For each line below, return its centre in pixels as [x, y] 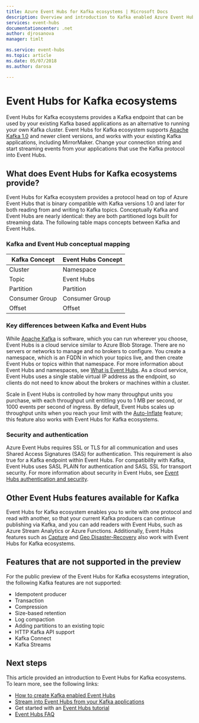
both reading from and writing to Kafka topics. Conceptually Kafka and [92, 210]
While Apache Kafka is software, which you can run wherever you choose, [97, 338]
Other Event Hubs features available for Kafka [93, 498]
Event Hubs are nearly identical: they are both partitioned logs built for [92, 216]
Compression [31, 607]
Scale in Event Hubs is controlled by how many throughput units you [89, 394]
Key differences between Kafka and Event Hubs [76, 325]
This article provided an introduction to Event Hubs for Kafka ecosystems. [96, 677]
